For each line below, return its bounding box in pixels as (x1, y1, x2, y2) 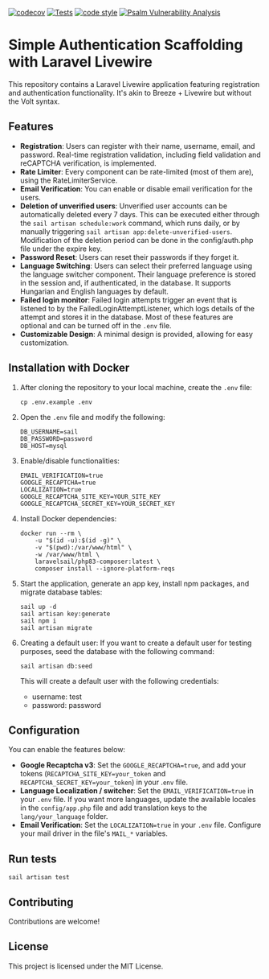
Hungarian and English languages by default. (19, 286, 169, 296)
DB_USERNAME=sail (19, 427, 79, 436)
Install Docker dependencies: (19, 513, 117, 523)
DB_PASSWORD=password (19, 434, 92, 442)
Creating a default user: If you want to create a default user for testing (19, 638, 252, 648)
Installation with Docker (8, 361, 130, 375)
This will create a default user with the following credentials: (19, 676, 219, 685)
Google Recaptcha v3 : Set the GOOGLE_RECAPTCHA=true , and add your (19, 760, 247, 770)
